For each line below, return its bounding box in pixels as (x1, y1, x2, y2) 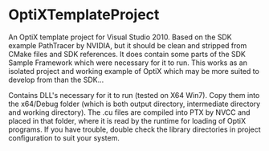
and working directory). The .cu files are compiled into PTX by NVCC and (8, 107, 251, 117)
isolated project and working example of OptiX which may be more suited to (8, 66, 259, 75)
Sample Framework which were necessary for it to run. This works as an (8, 58, 247, 67)
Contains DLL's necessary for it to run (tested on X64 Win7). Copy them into (8, 90, 260, 100)
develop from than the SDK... (8, 75, 104, 84)
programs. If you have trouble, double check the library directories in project (8, 124, 261, 134)
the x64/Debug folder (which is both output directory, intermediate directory (8, 99, 261, 108)
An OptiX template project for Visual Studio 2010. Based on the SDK (8, 32, 232, 42)
